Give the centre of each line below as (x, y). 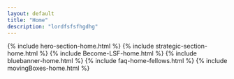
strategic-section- (182, 46)
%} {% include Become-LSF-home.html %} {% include (118, 53)
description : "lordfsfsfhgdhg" (53, 26)
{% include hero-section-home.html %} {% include (81, 46)
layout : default (31, 14)
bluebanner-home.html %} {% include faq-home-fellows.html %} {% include (117, 61)
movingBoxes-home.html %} (49, 68)
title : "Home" (28, 20)
